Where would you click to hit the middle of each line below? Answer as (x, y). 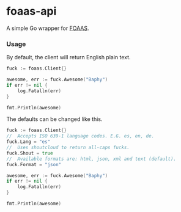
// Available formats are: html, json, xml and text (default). (91, 159)
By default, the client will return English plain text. (68, 57)
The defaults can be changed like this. (54, 119)
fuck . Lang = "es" (28, 142)
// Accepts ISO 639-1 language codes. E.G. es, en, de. (80, 136)
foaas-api (31, 11)
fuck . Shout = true (30, 153)
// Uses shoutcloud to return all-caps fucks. (68, 148)
